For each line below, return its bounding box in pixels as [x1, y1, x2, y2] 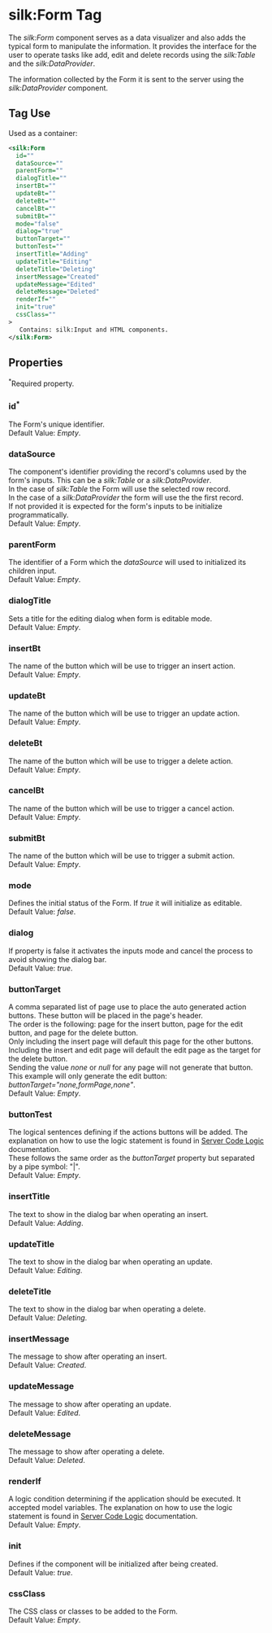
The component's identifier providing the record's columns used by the [8, 466, 247, 477]
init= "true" [15, 303, 57, 311]
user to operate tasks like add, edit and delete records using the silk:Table [8, 50, 256, 59]
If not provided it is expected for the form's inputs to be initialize [8, 501, 223, 511]
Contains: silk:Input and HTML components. [19, 326, 169, 334]
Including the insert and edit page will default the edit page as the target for [8, 1044, 261, 1055]
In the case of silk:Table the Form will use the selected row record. [8, 484, 231, 494]
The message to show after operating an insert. [8, 1351, 167, 1361]
